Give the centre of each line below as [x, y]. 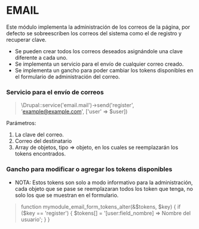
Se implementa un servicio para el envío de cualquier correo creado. [99, 64]
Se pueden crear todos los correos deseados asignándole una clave [99, 51]
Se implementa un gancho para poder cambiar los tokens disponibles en [104, 70]
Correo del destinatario [43, 141]
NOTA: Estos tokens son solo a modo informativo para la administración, [104, 182]
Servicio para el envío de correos [55, 92]
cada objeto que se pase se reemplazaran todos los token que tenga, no [104, 188]
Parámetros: [21, 123]
